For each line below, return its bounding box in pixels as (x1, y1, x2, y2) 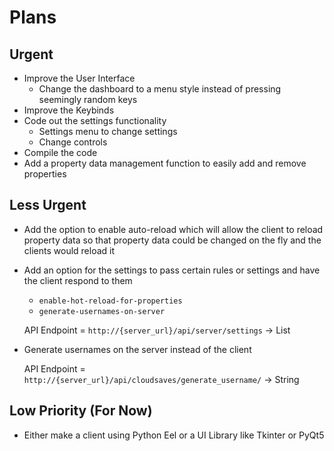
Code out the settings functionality (23, 115, 167, 126)
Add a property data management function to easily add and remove (23, 157, 307, 169)
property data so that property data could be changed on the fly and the (23, 234, 322, 246)
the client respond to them (23, 274, 133, 286)
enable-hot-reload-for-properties (38, 296, 183, 306)
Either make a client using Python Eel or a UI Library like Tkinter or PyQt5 (23, 429, 325, 441)
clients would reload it (23, 244, 116, 256)
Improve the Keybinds (23, 104, 115, 116)
